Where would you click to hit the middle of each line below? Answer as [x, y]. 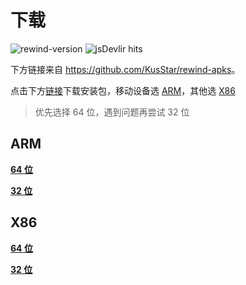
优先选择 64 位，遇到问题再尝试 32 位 [112, 112]
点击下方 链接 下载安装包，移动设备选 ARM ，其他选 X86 [123, 90]
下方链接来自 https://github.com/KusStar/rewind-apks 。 [125, 69]
